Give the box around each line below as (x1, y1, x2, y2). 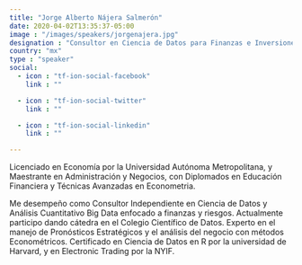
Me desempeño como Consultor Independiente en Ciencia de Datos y (9, 199, 268, 209)
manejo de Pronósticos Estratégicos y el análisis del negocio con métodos (9, 226, 285, 238)
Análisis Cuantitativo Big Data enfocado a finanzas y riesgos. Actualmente (9, 208, 283, 218)
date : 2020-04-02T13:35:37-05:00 (9, 22, 135, 31)
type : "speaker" (9, 55, 75, 64)
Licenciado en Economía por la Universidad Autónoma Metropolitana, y (9, 162, 272, 172)
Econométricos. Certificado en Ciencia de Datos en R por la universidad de (9, 236, 287, 247)
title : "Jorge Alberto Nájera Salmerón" (9, 13, 164, 22)
